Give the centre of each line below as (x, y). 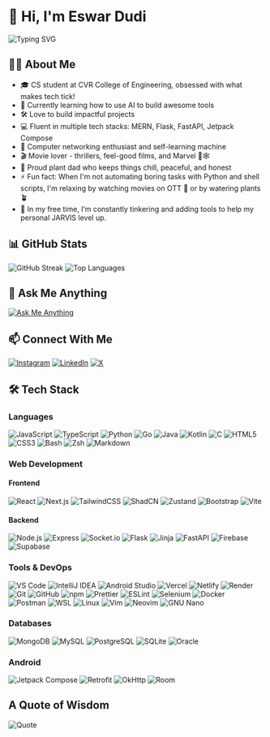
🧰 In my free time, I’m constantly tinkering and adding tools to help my (137, 209)
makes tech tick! (47, 96)
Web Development (46, 463)
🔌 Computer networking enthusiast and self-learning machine (123, 146)
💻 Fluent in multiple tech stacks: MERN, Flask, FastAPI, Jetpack (127, 126)
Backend (24, 519)
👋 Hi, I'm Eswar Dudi (77, 17)
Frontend (24, 483)
